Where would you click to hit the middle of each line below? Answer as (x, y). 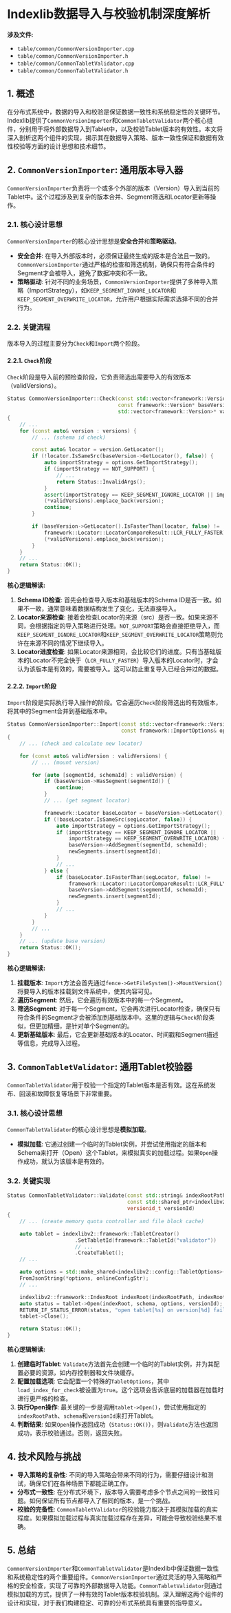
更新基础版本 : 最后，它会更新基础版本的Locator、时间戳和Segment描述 (118, 1035)
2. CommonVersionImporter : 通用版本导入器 (95, 170)
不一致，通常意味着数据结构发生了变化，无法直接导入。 (101, 608)
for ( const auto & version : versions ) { (78, 431)
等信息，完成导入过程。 (50, 1043)
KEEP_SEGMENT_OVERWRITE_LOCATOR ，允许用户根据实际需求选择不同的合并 (118, 299)
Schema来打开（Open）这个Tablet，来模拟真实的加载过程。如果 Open (114, 1153)
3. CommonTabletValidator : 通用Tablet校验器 (100, 1067)
